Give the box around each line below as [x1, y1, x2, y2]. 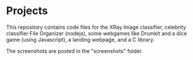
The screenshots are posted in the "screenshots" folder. [6, 47, 143, 54]
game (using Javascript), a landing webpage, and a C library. [6, 36, 155, 43]
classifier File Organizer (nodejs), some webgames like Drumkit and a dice [6, 29, 188, 36]
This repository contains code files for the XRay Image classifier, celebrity [6, 24, 186, 31]
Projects [6, 4, 49, 18]
